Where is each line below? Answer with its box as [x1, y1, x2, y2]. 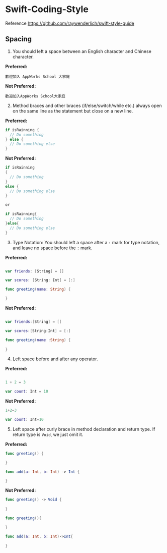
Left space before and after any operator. [12, 356, 98, 362]
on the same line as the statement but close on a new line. [12, 107, 133, 114]
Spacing [5, 35, 32, 43]
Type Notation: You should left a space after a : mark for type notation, [12, 239, 160, 245]
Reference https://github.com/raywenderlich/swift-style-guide [5, 20, 135, 26]
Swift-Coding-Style [5, 4, 89, 15]
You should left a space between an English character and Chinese [12, 48, 152, 54]
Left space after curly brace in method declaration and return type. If [12, 426, 155, 432]
